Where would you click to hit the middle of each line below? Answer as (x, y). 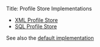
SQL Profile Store (36, 26)
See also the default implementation (50, 38)
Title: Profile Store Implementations (49, 9)
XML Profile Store (36, 20)
